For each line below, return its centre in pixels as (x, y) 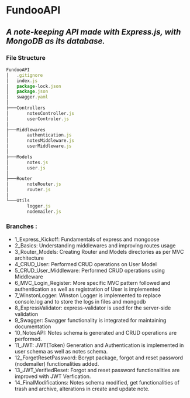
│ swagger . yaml (27, 97)
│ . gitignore (25, 75)
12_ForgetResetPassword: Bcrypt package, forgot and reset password (99, 358)
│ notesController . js (40, 113)
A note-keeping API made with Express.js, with (94, 32)
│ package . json (27, 91)
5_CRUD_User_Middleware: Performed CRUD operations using (89, 270)
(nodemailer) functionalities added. (57, 363)
